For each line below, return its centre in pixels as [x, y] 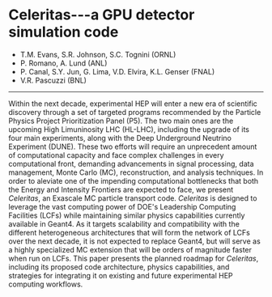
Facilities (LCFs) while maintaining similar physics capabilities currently [127, 215]
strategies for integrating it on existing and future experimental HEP [121, 275]
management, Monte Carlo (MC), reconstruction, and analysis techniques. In [136, 172]
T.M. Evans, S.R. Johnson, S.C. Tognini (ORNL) [98, 54]
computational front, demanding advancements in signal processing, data [131, 163]
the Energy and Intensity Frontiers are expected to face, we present [121, 189]
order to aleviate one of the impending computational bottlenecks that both [134, 180]
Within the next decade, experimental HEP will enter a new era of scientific [133, 104]
